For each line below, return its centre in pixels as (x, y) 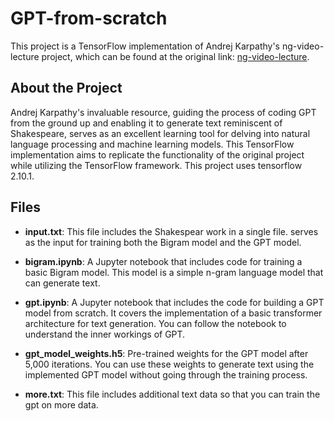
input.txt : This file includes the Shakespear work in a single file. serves (171, 231)
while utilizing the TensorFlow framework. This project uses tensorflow (156, 165)
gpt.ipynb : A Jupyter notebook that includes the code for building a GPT (174, 302)
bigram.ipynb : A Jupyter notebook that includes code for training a (163, 261)
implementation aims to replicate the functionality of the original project (157, 154)
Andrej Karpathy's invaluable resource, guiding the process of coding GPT (163, 112)
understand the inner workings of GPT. (105, 334)
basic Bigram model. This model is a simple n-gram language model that (174, 272)
